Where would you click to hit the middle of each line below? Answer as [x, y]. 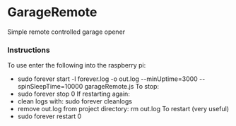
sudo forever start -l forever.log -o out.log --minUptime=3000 [107, 79]
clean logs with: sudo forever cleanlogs [75, 101]
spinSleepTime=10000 [50, 87]
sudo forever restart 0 [49, 116]
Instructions [29, 50]
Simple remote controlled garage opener [66, 32]
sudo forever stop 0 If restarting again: [74, 94]
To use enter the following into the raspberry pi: [77, 65]
